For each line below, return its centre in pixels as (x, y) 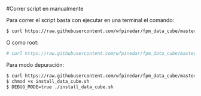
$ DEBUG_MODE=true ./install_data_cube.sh (60, 87)
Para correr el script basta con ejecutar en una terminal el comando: (90, 20)
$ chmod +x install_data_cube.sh (48, 81)
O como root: (22, 42)
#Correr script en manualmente (45, 9)
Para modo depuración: (35, 64)
